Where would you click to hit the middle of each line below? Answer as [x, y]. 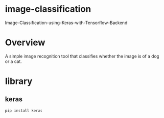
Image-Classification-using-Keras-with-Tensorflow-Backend [66, 23]
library [19, 81]
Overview [25, 43]
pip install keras [24, 111]
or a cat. [13, 61]
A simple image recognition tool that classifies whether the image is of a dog [82, 56]
